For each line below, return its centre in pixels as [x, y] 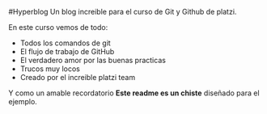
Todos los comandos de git [65, 43]
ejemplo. [23, 101]
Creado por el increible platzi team [78, 77]
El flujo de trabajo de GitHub [67, 51]
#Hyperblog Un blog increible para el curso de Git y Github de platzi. [123, 12]
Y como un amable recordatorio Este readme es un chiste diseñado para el [134, 93]
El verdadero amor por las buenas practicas [93, 60]
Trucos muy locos [50, 69]
